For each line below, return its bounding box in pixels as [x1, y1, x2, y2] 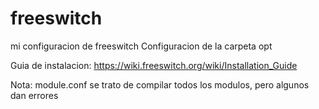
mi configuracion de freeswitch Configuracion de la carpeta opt [10, 40, 273, 52]
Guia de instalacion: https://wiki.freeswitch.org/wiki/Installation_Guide [10, 59, 298, 71]
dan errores [10, 89, 59, 101]
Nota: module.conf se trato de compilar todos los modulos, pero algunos [10, 78, 310, 91]
